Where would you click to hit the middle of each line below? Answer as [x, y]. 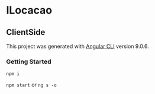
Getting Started [29, 61]
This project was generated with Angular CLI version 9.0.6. [77, 46]
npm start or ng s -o [32, 85]
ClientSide [26, 32]
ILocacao [29, 10]
